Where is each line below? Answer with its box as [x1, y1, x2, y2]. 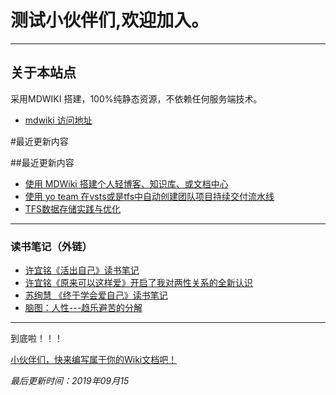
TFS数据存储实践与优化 [24, 202, 122, 215]
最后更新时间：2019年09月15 [10, 375, 130, 387]
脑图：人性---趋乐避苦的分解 [24, 302, 143, 314]
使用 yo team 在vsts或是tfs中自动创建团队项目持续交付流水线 [24, 190, 275, 202]
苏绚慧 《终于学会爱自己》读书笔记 [24, 289, 168, 301]
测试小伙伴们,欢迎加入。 [10, 9, 210, 32]
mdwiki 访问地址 [24, 114, 93, 126]
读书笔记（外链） [10, 239, 93, 253]
